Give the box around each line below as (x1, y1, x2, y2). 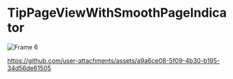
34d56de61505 (7, 64, 51, 72)
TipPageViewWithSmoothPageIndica (7, 5, 227, 21)
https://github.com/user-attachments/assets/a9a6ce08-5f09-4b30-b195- (7, 56, 220, 64)
